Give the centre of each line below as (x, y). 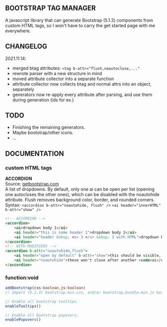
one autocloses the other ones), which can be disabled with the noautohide (83, 195)
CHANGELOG (26, 47)
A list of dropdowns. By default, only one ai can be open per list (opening (80, 189)
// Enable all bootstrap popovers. (42, 315)
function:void (22, 277)
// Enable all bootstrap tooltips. (42, 301)
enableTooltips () (23, 306)
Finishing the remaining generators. (49, 127)
